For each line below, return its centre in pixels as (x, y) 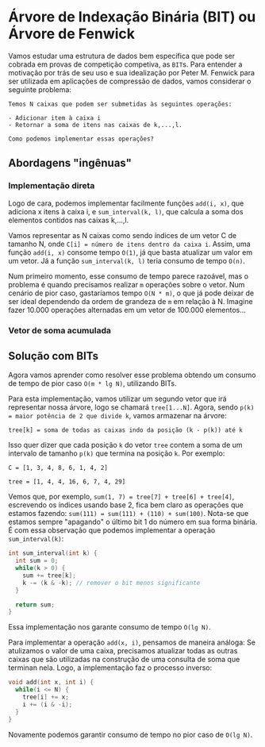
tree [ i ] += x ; (46, 697)
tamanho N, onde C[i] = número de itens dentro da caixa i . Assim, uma (130, 244)
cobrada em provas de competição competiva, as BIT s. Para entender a (125, 64)
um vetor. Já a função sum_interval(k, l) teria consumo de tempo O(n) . (127, 260)
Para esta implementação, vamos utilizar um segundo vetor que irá (118, 399)
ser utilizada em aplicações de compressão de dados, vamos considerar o (130, 81)
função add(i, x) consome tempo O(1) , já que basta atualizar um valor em (130, 252)
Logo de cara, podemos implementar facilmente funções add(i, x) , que (126, 203)
